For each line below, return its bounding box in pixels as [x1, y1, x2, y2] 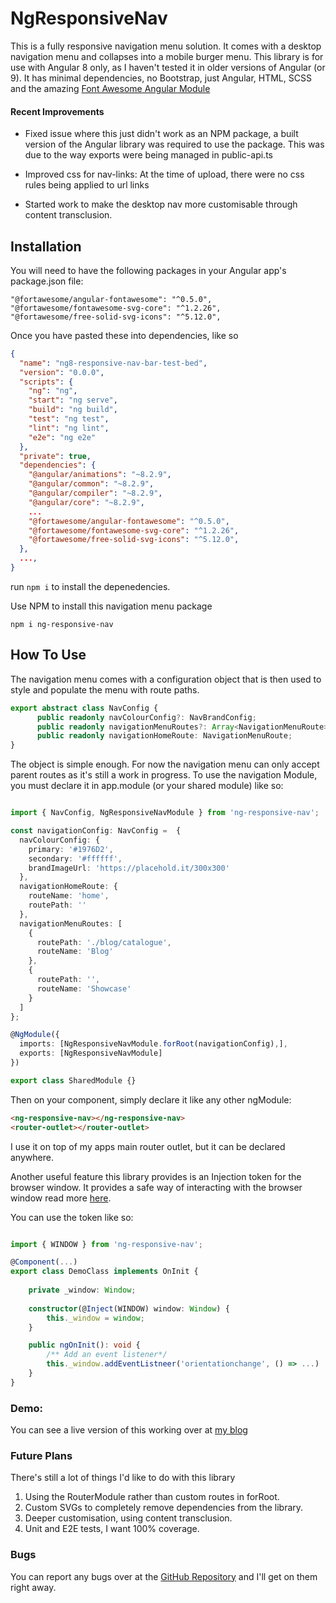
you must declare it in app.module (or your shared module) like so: [10, 780, 284, 792]
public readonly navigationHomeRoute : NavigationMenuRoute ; [36, 731, 293, 741]
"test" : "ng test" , [28, 414, 110, 424]
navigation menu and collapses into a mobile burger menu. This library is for [10, 50, 324, 62]
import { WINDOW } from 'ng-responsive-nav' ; [10, 1239, 203, 1249]
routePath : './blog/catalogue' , [36, 937, 172, 947]
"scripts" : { [19, 377, 74, 387]
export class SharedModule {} [10, 1075, 137, 1086]
